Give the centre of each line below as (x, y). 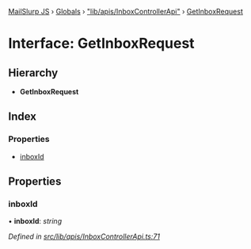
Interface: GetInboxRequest (102, 44)
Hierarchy (33, 73)
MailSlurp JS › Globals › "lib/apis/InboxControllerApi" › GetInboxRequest (125, 11)
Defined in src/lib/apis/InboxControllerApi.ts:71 (84, 236)
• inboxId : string (35, 221)
